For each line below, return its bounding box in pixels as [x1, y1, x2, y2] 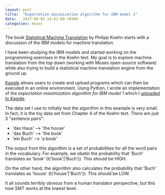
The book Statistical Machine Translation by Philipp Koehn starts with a [5, 35, 149, 40]
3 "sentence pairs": [5, 116, 45, 121]
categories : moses [5, 21, 43, 26]
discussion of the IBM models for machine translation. [5, 40, 115, 46]
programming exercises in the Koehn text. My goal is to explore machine [5, 55, 152, 61]
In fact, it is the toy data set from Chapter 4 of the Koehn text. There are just [5, 111, 159, 117]
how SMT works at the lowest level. [5, 186, 77, 192]
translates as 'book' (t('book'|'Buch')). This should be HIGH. [5, 156, 127, 162]
